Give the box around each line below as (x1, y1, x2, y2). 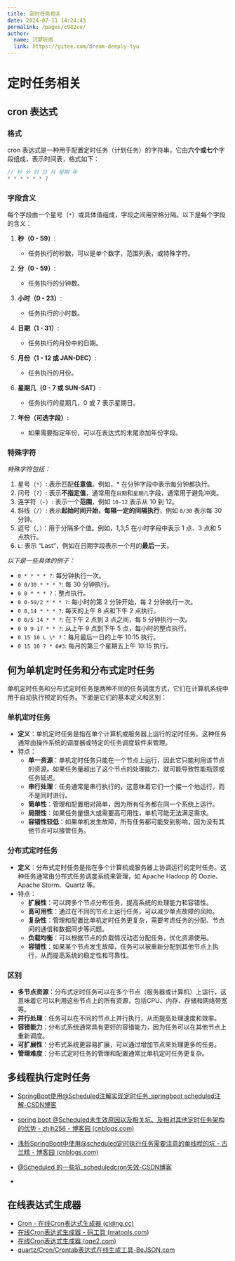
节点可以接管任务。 (34, 826, 90, 835)
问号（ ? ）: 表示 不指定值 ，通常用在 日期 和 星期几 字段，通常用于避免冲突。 (17, 489, 223, 497)
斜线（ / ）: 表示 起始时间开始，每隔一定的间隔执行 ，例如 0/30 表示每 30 (17, 506, 222, 515)
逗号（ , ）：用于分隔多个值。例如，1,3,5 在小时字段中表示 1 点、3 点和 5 (17, 524, 222, 532)
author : (7, 30, 30, 37)
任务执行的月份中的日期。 (27, 338, 102, 347)
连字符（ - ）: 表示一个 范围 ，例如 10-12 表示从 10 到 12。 (17, 497, 179, 506)
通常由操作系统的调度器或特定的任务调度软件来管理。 (17, 738, 172, 747)
